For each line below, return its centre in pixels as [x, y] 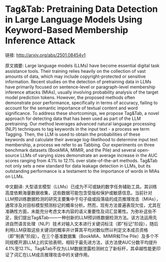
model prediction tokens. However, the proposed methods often [70, 97]
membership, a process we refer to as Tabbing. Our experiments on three [80, 145]
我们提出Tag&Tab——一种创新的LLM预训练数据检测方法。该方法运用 [83, 217]
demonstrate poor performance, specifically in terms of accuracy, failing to [82, 103]
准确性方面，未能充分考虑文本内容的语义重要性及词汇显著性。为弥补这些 [79, 211]
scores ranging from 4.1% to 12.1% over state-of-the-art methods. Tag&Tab [82, 160]
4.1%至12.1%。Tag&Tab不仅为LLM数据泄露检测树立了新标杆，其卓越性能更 [81, 248]
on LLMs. [15, 176]
